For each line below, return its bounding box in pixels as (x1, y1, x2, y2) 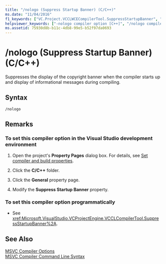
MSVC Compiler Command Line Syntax (5, 253, 85, 259)
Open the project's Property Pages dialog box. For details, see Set (12, 152, 148, 158)
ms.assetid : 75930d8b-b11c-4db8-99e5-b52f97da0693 (5, 26, 112, 31)
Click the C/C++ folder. (12, 167, 60, 173)
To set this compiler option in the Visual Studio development (5, 135, 153, 142)
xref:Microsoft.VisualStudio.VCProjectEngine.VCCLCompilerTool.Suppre (12, 215, 159, 221)
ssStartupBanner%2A (12, 220, 57, 226)
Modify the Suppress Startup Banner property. (12, 186, 109, 192)
